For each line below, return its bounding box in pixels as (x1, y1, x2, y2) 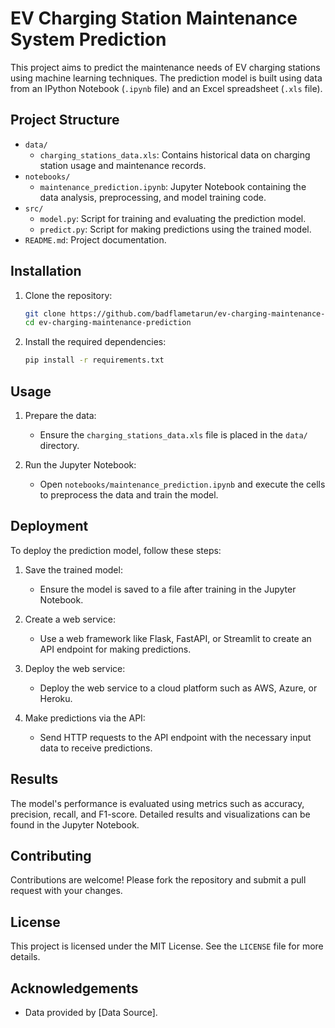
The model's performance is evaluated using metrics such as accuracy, (10, 797, 305, 809)
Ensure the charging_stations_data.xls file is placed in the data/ (39, 429, 308, 441)
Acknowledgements (10, 980, 139, 997)
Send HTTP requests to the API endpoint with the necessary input (39, 731, 312, 743)
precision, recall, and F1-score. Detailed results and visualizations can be (10, 808, 311, 820)
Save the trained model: (24, 563, 123, 576)
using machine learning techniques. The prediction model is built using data (10, 72, 323, 84)
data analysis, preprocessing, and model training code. (39, 191, 267, 203)
